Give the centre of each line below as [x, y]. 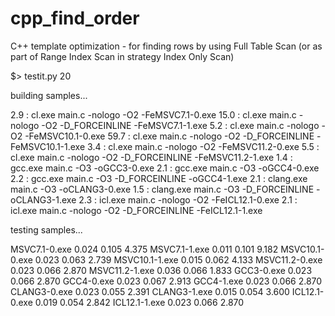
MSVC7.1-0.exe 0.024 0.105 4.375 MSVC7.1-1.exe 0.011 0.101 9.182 [144, 249]
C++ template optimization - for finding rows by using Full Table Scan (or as [166, 46]
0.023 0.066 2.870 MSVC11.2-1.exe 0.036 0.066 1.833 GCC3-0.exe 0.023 [161, 270]
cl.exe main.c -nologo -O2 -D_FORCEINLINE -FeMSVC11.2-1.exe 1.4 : [151, 157]
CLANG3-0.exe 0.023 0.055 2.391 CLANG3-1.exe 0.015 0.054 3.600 [150, 291]
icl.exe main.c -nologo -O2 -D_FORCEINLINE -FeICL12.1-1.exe [136, 210]
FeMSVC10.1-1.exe [48, 146]
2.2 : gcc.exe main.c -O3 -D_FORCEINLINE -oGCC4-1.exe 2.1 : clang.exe [159, 178]
